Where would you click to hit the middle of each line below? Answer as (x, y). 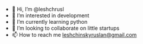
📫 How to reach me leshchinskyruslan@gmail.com (74, 35)
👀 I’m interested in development (50, 15)
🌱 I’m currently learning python (50, 22)
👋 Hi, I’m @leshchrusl (38, 9)
